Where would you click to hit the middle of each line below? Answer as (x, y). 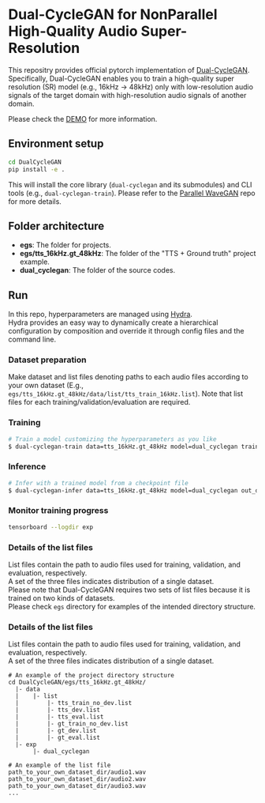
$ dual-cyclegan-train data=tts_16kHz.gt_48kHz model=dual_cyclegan (123, 447)
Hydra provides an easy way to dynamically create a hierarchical (113, 322)
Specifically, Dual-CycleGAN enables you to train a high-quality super (121, 78)
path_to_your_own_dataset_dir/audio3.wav (77, 786)
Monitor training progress (58, 511)
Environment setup (56, 144)
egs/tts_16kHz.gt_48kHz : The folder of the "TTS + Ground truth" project (138, 254)
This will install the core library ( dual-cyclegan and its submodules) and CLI (130, 184)
